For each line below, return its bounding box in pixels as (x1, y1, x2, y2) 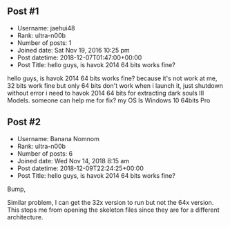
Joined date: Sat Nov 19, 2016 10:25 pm (17, 46, 130, 54)
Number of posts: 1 (17, 38, 72, 47)
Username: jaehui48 (17, 24, 75, 32)
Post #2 (7, 116, 41, 128)
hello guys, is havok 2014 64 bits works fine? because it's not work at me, (7, 74, 218, 82)
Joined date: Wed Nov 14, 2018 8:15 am (17, 156, 130, 165)
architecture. (7, 212, 44, 221)
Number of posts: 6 (17, 149, 73, 158)
